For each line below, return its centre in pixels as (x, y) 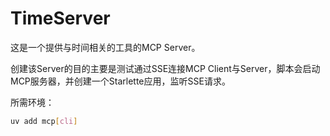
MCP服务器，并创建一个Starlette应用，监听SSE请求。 (120, 81)
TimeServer (60, 18)
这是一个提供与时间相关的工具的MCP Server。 (105, 47)
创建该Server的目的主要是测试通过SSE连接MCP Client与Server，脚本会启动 (165, 68)
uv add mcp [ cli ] (44, 121)
